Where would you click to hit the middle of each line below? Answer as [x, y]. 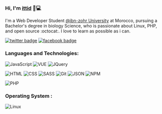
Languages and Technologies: [42, 54]
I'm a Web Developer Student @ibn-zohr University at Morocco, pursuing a [81, 21]
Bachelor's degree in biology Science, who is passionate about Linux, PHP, [81, 26]
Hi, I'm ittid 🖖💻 [23, 8]
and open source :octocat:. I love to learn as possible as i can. [68, 31]
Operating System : [29, 96]
